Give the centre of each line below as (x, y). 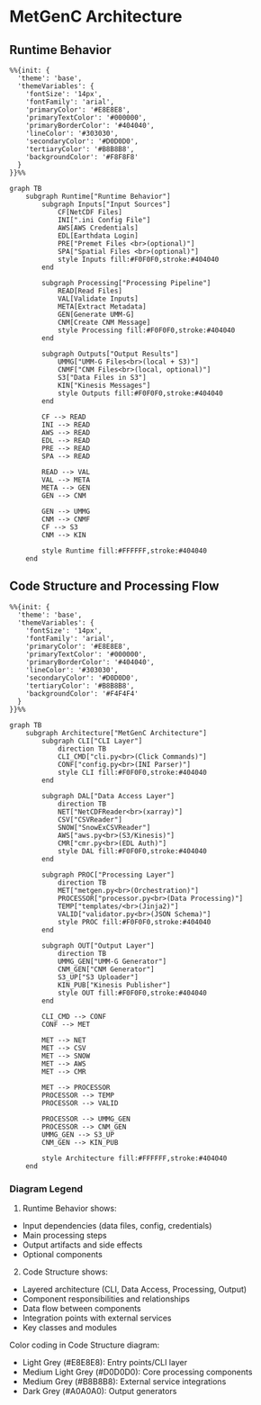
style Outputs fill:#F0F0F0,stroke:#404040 (140, 393)
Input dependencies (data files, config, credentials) (117, 1226)
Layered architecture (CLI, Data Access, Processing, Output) (135, 1290)
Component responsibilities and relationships (106, 1299)
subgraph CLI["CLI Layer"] (92, 741)
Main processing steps (64, 1236)
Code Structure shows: (65, 1272)
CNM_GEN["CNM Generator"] (106, 969)
